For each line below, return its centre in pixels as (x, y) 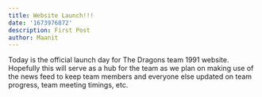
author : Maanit (33, 37)
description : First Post (49, 30)
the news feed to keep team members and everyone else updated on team (130, 76)
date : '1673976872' (40, 23)
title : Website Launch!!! (51, 15)
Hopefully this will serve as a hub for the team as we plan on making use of (131, 69)
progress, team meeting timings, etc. (68, 85)
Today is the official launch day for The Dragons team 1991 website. (119, 60)
